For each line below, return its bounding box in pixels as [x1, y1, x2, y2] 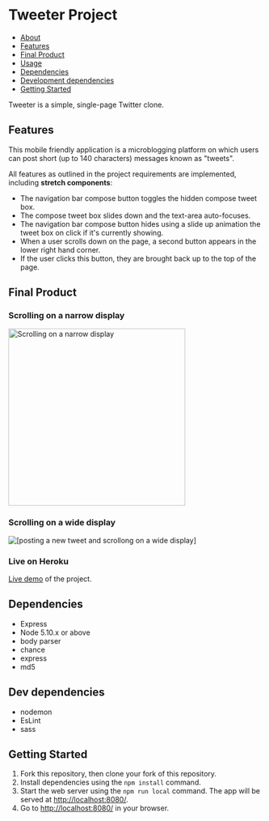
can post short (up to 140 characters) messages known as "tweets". [8, 153, 235, 163]
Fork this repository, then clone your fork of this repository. [19, 769, 216, 779]
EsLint [19, 715, 41, 725]
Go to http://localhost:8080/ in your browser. [19, 803, 170, 813]
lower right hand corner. [19, 245, 101, 254]
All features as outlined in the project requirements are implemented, [8, 168, 237, 179]
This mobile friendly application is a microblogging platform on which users [8, 144, 259, 155]
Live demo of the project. [8, 574, 92, 584]
